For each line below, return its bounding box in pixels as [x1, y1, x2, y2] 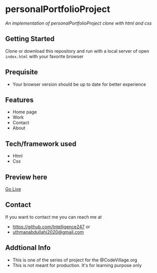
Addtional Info [5, 243, 51, 252]
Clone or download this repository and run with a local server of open [5, 48, 149, 54]
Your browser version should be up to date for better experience [12, 81, 146, 87]
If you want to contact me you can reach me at [5, 214, 102, 220]
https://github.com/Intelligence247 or [12, 223, 91, 229]
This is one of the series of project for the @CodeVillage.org [12, 257, 137, 263]
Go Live [5, 186, 21, 192]
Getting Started [5, 35, 55, 43]
